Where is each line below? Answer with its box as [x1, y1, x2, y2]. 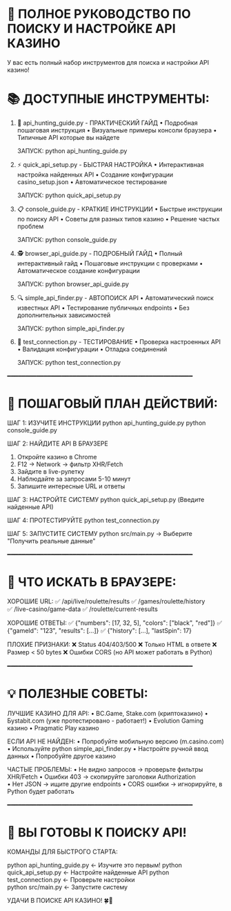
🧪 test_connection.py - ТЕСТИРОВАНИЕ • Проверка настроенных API [17, 337, 221, 346]
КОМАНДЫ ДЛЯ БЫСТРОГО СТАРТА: [7, 848, 119, 856]
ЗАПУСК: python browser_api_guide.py [17, 279, 130, 288]
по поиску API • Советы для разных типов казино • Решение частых [17, 214, 220, 223]
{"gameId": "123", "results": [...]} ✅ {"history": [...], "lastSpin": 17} [7, 626, 192, 634]
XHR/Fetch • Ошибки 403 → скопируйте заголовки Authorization [7, 772, 197, 781]
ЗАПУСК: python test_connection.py [17, 358, 121, 366]
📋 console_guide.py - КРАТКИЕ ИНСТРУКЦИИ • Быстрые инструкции [17, 205, 223, 213]
